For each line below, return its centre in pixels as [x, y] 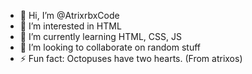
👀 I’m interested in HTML [70, 26]
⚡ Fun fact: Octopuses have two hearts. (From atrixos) [131, 58]
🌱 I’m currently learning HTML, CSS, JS [100, 36]
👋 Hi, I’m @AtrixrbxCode [69, 15]
